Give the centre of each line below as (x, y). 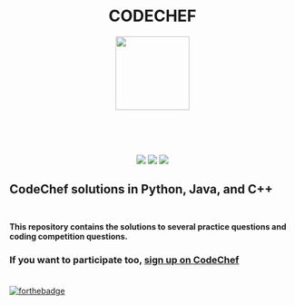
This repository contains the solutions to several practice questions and (148, 226)
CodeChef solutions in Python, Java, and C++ (142, 189)
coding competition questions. (69, 236)
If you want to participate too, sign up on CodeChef (124, 260)
